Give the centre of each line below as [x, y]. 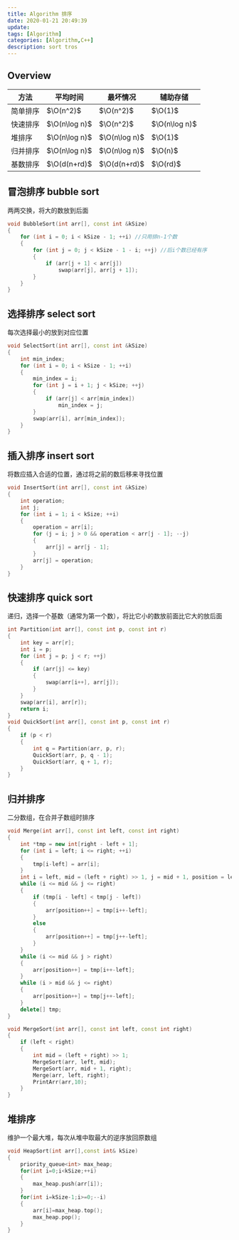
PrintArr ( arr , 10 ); [60, 1082]
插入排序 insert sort [51, 456]
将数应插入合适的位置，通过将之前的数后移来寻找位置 [85, 475]
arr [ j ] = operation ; [63, 560]
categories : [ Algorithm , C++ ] [51, 41]
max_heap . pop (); [57, 1217]
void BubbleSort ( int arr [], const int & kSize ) [78, 224]
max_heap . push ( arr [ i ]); [68, 1184]
